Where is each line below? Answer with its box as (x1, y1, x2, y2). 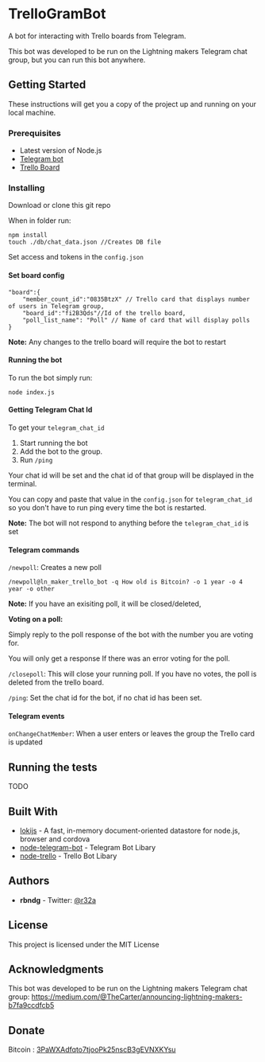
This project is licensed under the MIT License (8, 939, 160, 949)
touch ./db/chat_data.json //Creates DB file (8, 238, 161, 247)
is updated (8, 737, 44, 747)
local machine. (8, 107, 56, 117)
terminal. (8, 478, 37, 488)
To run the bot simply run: (8, 373, 93, 382)
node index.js (8, 388, 56, 396)
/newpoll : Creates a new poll (8, 563, 102, 572)
